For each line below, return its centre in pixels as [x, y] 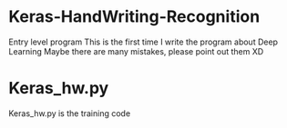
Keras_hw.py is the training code [70, 113]
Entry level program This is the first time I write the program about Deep [143, 42]
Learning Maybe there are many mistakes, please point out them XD [136, 51]
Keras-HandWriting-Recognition [134, 17]
